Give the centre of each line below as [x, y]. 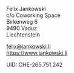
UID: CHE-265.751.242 [34, 64]
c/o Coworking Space [33, 15]
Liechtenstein [23, 35]
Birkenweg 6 [22, 22]
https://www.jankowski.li [37, 53]
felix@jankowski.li [29, 46]
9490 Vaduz [22, 28]
